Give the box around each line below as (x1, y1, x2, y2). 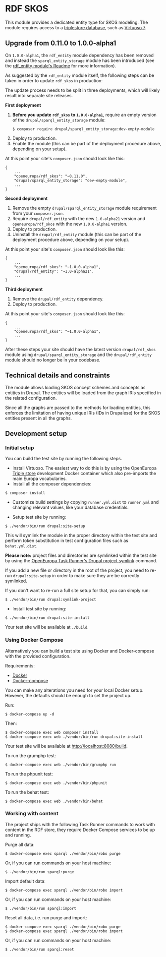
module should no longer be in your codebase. (5, 357, 101, 362)
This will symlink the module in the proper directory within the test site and (5, 533, 158, 538)
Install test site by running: (12, 606, 66, 612)
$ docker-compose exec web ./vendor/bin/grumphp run (5, 762, 116, 767)
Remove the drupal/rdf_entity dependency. (12, 296, 104, 301)
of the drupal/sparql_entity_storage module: (12, 117, 106, 123)
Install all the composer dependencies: (12, 481, 92, 487)
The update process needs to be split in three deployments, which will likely (5, 87, 160, 93)
